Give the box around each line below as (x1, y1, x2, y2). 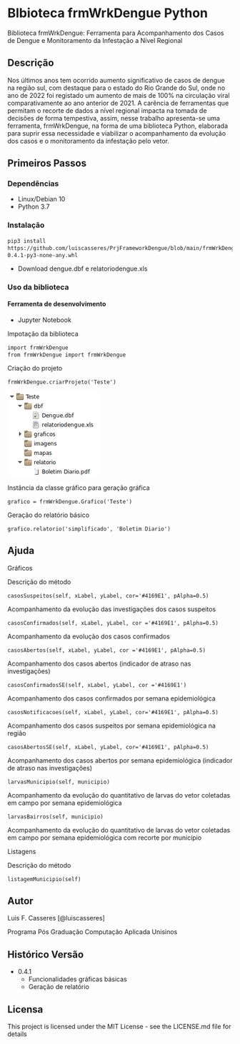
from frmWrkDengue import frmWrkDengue (7, 351, 126, 358)
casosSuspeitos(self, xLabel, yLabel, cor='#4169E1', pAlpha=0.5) (7, 592, 209, 599)
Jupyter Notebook (17, 316, 71, 324)
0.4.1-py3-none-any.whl (7, 251, 79, 259)
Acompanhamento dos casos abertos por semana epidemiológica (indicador (7, 756, 233, 765)
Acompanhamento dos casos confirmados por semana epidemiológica (7, 694, 216, 703)
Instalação (7, 220, 45, 230)
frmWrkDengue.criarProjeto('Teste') (7, 378, 116, 386)
